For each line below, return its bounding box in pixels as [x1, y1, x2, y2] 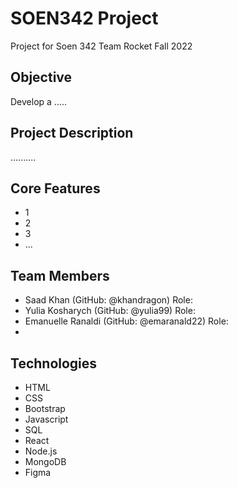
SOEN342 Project [10, 7, 159, 30]
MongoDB [24, 456, 67, 467]
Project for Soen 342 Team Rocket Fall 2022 [10, 40, 193, 52]
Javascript [24, 413, 69, 425]
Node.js [24, 445, 58, 457]
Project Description [10, 125, 134, 142]
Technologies [10, 355, 98, 372]
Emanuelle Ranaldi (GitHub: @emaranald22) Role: [24, 315, 229, 327]
